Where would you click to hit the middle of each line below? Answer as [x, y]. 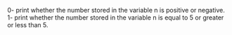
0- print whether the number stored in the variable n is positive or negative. [116, 10]
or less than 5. [28, 25]
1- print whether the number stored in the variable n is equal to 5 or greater [116, 17]
